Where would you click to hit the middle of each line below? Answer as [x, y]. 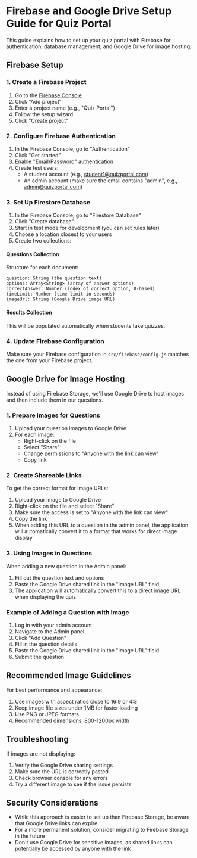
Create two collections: [43, 241]
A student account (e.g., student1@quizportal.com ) [86, 174]
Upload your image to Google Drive [58, 500]
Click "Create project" [42, 120]
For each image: [34, 435]
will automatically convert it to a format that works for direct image [96, 531]
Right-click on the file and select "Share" [64, 506]
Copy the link [31, 519]
